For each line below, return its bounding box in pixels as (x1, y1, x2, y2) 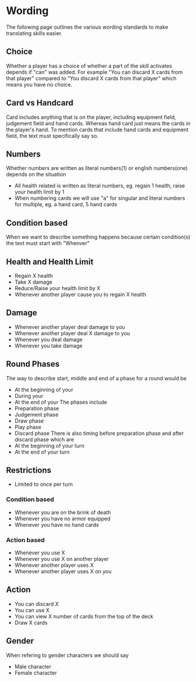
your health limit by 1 (14, 189, 64, 196)
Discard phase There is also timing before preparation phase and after (14, 430, 184, 437)
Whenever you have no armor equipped (14, 515, 111, 522)
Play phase (14, 423, 42, 430)
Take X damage (14, 278, 53, 285)
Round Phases (6, 359, 60, 369)
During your (14, 392, 44, 399)
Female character (14, 669, 57, 676)
